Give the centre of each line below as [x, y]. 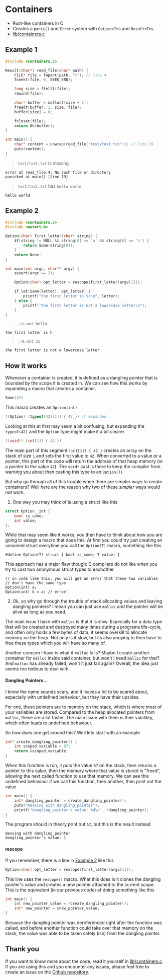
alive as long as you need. [39, 612]
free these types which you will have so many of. [56, 643]
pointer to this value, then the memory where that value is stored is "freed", [83, 771]
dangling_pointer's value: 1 [36, 838]
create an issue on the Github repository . [47, 972]
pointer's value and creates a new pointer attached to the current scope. [80, 884]
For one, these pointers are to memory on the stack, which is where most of [83, 707]
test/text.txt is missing [43, 163]
